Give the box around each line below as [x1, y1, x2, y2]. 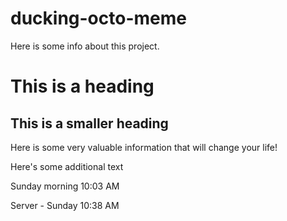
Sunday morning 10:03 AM [10, 180, 120, 192]
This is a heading [10, 75, 155, 98]
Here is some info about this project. [10, 40, 160, 52]
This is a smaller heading [10, 115, 169, 132]
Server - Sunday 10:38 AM [10, 199, 120, 211]
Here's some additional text [10, 160, 124, 172]
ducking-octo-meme [10, 7, 187, 30]
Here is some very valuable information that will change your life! [10, 141, 278, 153]
